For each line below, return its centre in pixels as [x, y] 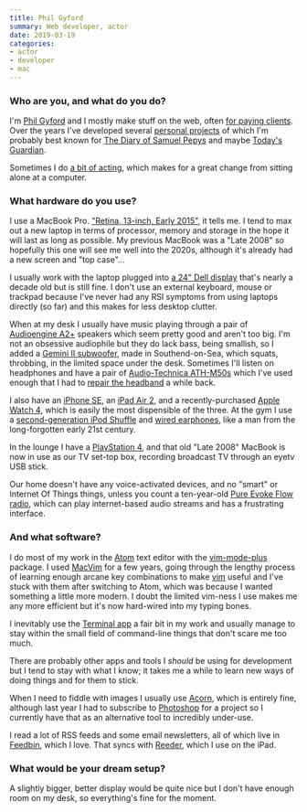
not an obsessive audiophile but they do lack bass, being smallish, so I [142, 344]
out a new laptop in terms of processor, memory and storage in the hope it [149, 230]
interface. [27, 514]
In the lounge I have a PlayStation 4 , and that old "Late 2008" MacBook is [148, 447]
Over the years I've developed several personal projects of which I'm [139, 131]
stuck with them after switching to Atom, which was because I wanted [141, 586]
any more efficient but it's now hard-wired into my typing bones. [131, 605]
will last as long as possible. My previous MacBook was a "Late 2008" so [147, 240]
